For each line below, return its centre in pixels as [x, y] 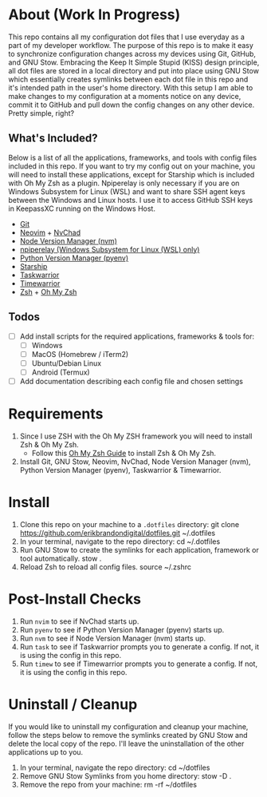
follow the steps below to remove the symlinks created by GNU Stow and [128, 735]
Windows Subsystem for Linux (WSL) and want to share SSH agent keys [127, 191]
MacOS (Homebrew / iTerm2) [80, 354]
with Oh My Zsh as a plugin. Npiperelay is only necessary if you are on [124, 183]
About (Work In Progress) [94, 15]
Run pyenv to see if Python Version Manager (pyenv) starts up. [122, 629]
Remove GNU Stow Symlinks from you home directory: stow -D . [126, 775]
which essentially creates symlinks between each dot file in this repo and [128, 79]
